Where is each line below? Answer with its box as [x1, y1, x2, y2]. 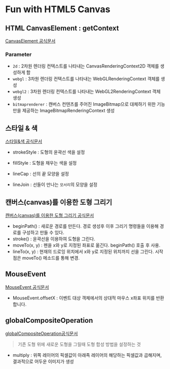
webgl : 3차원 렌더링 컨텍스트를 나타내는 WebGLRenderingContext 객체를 [12, 76, 160, 82]
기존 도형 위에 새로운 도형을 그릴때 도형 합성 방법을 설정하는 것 [17, 341, 141, 347]
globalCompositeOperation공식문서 [5, 330, 78, 336]
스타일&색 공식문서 [5, 138, 42, 144]
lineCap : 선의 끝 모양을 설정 [12, 171, 70, 177]
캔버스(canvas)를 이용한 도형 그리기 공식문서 [5, 212, 94, 218]
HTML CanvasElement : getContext [5, 24, 119, 33]
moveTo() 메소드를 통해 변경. [22, 255, 80, 261]
